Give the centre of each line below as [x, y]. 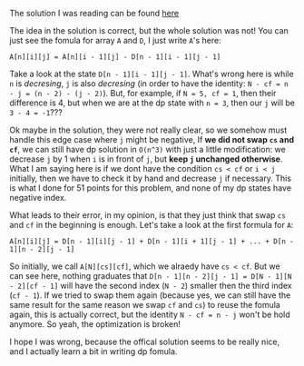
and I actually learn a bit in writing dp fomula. [93, 351]
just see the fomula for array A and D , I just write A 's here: [115, 40]
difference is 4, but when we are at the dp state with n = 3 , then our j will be [152, 103]
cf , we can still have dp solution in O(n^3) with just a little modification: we [147, 149]
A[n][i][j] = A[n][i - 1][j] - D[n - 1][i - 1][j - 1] [115, 57]
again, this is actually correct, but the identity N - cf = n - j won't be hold [150, 314]
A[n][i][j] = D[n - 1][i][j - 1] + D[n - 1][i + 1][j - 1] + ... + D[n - [152, 242]
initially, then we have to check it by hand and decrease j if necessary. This [151, 178]
